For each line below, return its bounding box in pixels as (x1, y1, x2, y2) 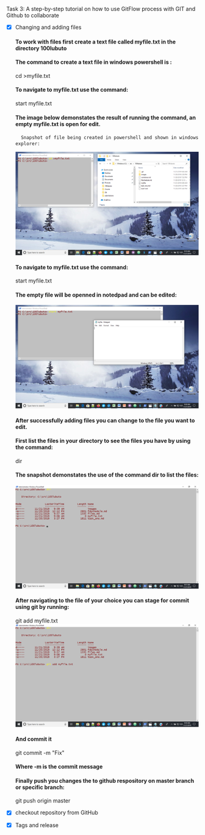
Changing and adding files (15, 24, 82, 31)
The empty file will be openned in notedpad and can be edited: (15, 291, 177, 298)
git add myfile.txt (15, 617, 58, 624)
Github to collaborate (6, 12, 59, 19)
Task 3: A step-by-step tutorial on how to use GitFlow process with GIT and (6, 6, 196, 12)
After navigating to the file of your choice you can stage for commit (15, 597, 189, 604)
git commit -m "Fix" (15, 749, 65, 756)
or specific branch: (15, 784, 65, 791)
